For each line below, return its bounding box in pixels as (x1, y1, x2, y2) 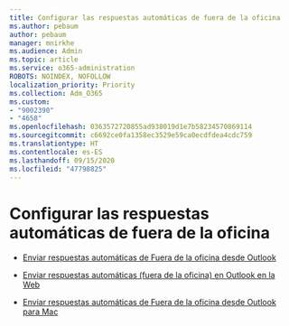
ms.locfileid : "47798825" (9, 164, 107, 173)
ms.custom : (9, 97, 51, 107)
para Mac (22, 306, 59, 317)
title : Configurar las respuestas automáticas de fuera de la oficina (9, 13, 281, 23)
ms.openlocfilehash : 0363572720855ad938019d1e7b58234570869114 (9, 123, 253, 132)
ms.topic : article (9, 55, 79, 64)
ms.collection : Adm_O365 (9, 88, 103, 98)
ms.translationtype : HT (9, 139, 99, 148)
